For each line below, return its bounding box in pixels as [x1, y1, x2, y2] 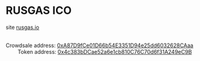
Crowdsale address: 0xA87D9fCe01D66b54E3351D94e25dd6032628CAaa [5, 42, 194, 49]
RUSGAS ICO [5, 4, 72, 18]
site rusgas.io [5, 24, 40, 31]
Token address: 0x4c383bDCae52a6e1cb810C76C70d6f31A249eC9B [17, 48, 192, 55]
